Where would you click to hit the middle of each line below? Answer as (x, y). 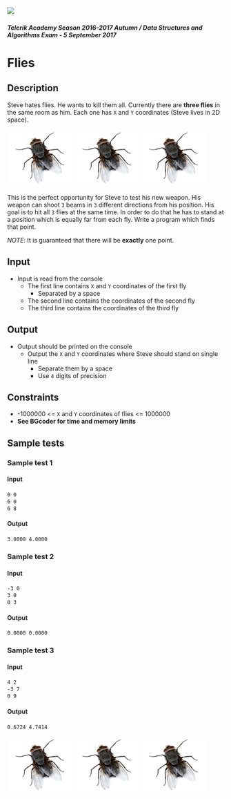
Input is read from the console (60, 279)
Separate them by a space (75, 368)
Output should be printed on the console (74, 346)
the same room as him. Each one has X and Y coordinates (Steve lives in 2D (114, 112)
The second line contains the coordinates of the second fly (111, 301)
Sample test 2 (31, 556)
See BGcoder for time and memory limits (77, 422)
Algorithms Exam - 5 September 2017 (62, 35)
